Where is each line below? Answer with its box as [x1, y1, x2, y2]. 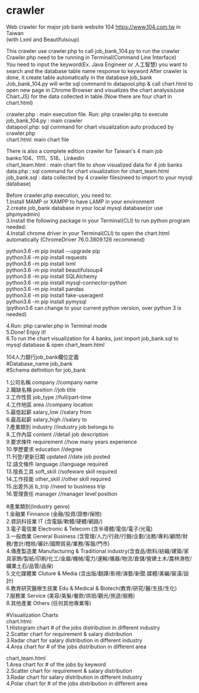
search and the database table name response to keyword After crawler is [6, 67, 188, 74]
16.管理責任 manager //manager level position [6, 490, 118, 497]
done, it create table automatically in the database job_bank [6, 74, 153, 81]
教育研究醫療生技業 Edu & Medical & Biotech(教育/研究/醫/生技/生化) [11, 584, 177, 592]
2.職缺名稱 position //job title [6, 386, 76, 393]
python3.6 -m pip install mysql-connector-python [6, 279, 127, 286]
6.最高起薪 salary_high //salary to [6, 416, 87, 423]
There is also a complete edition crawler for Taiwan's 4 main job [6, 147, 163, 155]
